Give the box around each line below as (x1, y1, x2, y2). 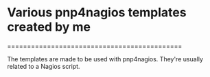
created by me (7, 19, 91, 35)
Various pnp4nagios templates (7, 5, 187, 20)
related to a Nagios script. (7, 62, 80, 70)
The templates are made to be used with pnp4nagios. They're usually (7, 55, 204, 63)
